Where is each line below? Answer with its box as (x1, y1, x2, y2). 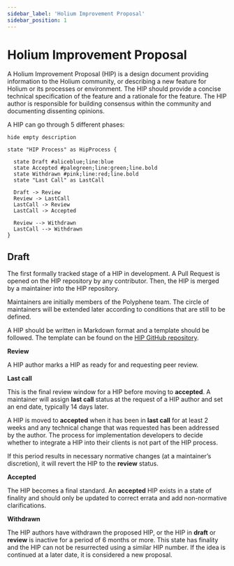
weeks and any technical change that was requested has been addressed (7, 423, 219, 432)
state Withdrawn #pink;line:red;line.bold (13, 170, 139, 178)
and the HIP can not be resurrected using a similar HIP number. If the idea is (7, 543, 226, 552)
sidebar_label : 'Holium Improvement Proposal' (7, 10, 145, 17)
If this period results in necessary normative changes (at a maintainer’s (7, 452, 212, 460)
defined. (7, 312, 31, 321)
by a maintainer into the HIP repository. (7, 284, 120, 293)
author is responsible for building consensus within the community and (7, 99, 212, 108)
